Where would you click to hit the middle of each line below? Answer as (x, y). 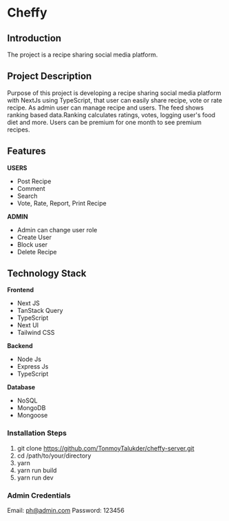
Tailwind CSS (36, 333)
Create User (34, 237)
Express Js (33, 367)
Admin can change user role (57, 229)
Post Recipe (34, 181)
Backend (20, 346)
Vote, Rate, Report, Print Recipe (62, 203)
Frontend (21, 290)
